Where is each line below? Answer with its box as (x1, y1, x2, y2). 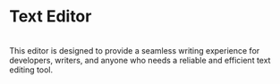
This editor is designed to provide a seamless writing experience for (9, 45, 260, 55)
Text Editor (9, 6, 92, 27)
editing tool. (9, 64, 54, 75)
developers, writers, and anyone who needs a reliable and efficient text (9, 55, 271, 65)
